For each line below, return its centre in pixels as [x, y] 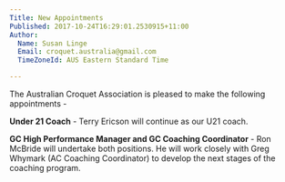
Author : [24, 35]
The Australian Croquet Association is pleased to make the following [137, 94]
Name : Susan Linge [53, 43]
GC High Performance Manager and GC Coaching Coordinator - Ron [140, 139]
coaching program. [45, 168]
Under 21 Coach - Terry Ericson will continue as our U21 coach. [129, 121]
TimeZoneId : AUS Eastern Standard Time [93, 60]
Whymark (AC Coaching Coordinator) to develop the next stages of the [142, 158]
